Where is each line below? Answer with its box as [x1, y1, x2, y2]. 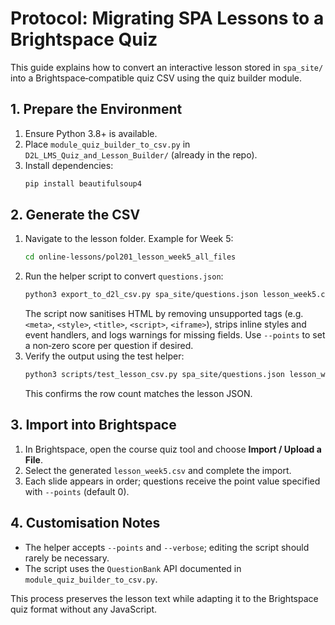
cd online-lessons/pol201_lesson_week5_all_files [24, 252, 237, 262]
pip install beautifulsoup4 [24, 178, 142, 189]
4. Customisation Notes [10, 515, 161, 532]
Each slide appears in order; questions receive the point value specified [24, 475, 321, 487]
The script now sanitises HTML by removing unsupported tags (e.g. [24, 308, 304, 320]
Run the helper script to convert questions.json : [24, 270, 224, 282]
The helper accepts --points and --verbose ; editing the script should [24, 541, 310, 553]
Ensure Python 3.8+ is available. [24, 127, 158, 139]
